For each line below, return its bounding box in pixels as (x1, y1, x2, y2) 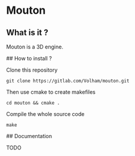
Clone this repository (6, 66, 58, 74)
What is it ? (6, 27, 49, 38)
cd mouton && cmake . (6, 100, 60, 106)
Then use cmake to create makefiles (6, 88, 96, 96)
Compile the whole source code (6, 111, 85, 117)
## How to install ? (6, 55, 52, 62)
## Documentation (6, 133, 53, 139)
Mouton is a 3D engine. (6, 43, 64, 50)
